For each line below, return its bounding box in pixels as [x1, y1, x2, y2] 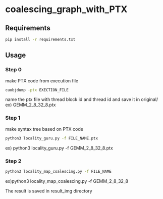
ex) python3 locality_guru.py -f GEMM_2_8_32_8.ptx [5, 145, 114, 151]
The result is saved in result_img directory [5, 188, 92, 194]
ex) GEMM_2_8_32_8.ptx [5, 102, 56, 108]
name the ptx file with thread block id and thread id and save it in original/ [5, 96, 158, 103]
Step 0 [5, 66, 22, 73]
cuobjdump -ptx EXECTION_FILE [5, 87, 69, 92]
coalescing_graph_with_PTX [5, 4, 128, 15]
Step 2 [5, 158, 22, 165]
